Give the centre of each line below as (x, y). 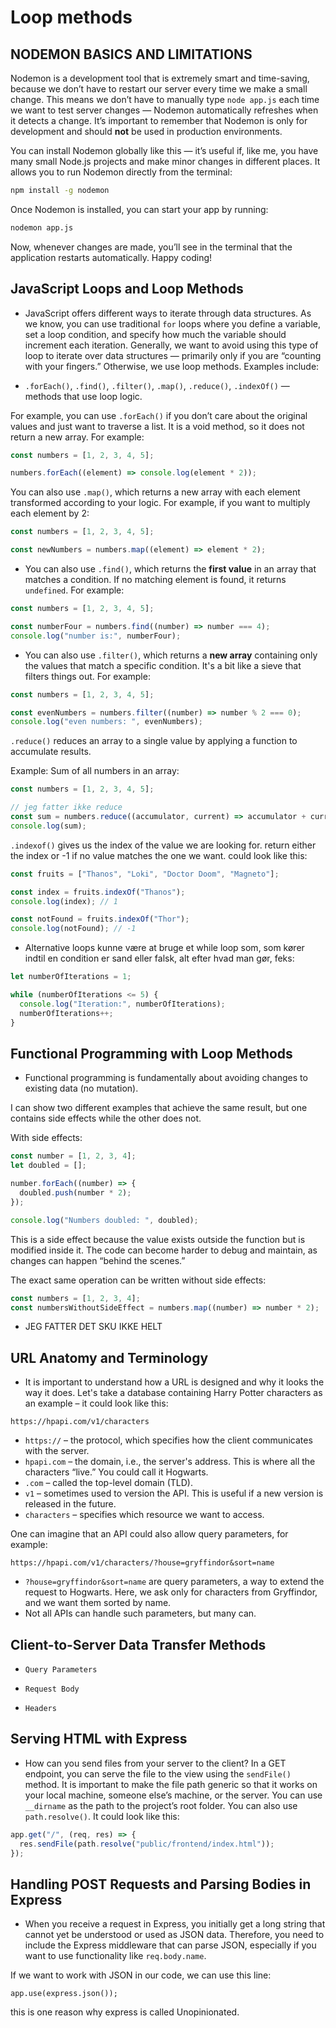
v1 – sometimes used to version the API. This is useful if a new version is (174, 1493)
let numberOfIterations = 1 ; (71, 977)
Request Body (52, 1689)
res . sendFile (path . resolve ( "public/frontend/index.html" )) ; (147, 1844)
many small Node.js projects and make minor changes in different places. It (165, 161)
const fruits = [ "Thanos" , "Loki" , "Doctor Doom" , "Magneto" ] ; (145, 874)
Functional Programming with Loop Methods (151, 1053)
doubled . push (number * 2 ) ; (75, 1193)
